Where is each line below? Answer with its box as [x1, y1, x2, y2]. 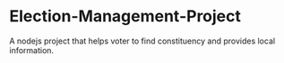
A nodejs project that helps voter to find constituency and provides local [9, 35, 276, 46]
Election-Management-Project [9, 6, 242, 27]
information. [9, 44, 55, 55]
